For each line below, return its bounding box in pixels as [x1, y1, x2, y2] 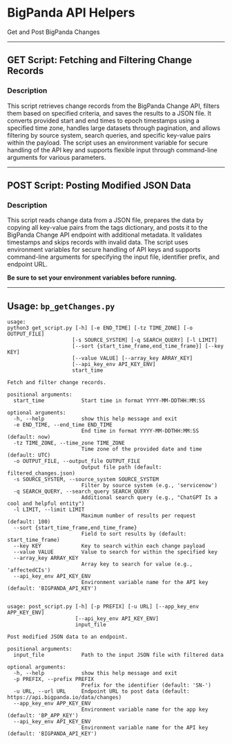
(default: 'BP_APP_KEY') [7, 712, 79, 719]
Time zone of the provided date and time [81, 446, 202, 453]
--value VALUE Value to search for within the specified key [13, 549, 217, 556]
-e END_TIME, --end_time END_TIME [13, 421, 113, 428]
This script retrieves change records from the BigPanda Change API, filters [7, 102, 220, 110]
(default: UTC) [7, 452, 51, 459]
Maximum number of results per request [81, 512, 196, 520]
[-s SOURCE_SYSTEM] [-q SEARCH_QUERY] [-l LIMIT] [72, 337, 217, 344]
